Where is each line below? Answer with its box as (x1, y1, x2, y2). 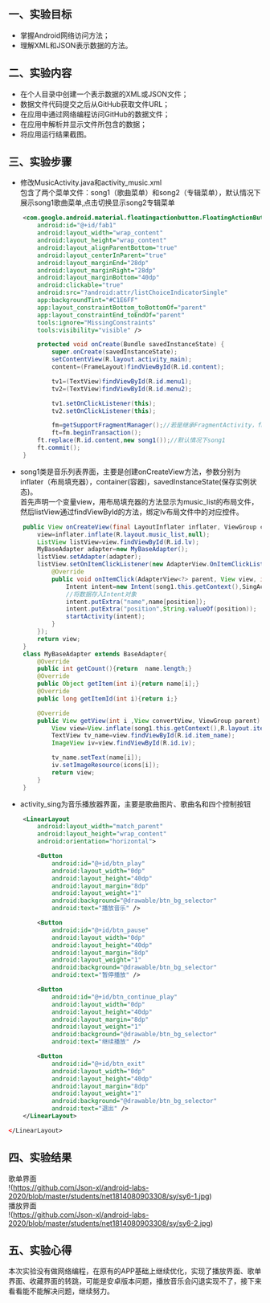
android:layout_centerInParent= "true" (37, 251, 167, 259)
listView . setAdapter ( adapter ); (37, 553, 142, 561)
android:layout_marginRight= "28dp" (37, 266, 157, 275)
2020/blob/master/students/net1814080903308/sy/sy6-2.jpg (8, 1218, 211, 1227)
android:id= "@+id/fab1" (37, 222, 117, 230)
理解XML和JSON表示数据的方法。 (19, 40, 133, 50)
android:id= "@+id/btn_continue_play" (51, 993, 178, 1001)
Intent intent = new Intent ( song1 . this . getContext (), (65, 582, 243, 590)
